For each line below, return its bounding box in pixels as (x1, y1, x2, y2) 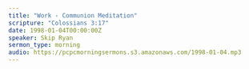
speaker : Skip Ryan (8, 33, 74, 42)
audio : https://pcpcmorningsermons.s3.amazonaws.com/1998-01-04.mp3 (8, 48, 242, 56)
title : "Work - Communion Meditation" (8, 11, 138, 20)
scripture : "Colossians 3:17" (8, 19, 110, 27)
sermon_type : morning (8, 41, 81, 49)
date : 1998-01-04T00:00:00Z (8, 26, 102, 34)
